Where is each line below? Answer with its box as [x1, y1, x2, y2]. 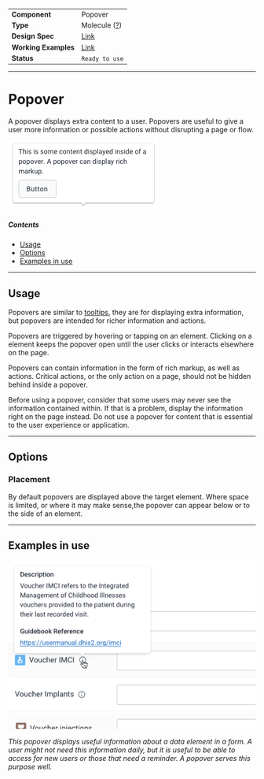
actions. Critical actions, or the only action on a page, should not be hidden [8, 371, 251, 380]
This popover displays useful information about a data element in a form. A [8, 736, 253, 746]
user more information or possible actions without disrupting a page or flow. [8, 125, 254, 135]
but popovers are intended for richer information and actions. [8, 316, 207, 325]
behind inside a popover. [8, 380, 88, 389]
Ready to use [81, 54, 124, 63]
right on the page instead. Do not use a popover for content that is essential [8, 411, 253, 421]
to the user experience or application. [8, 420, 130, 429]
